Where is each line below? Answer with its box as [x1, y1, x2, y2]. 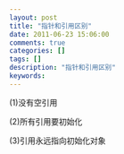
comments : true [9, 38, 66, 47]
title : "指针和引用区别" [9, 21, 92, 30]
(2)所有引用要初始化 [9, 115, 83, 126]
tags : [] [9, 55, 42, 64]
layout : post [9, 13, 58, 22]
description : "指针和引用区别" [9, 64, 116, 73]
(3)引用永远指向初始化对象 [9, 135, 106, 146]
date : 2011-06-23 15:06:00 [9, 30, 110, 38]
